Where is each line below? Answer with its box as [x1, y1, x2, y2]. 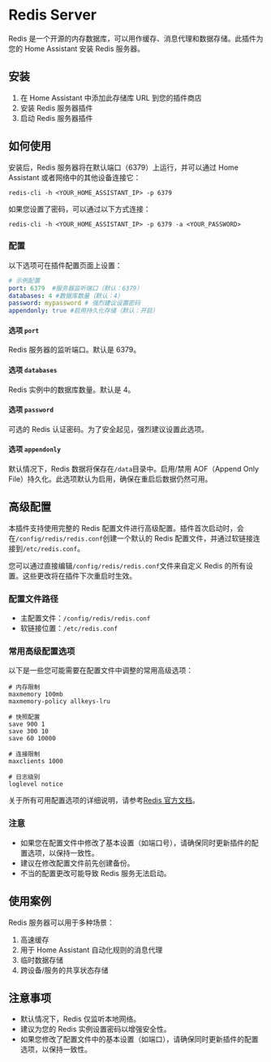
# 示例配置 [8, 276, 41, 285]
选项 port [8, 325, 39, 335]
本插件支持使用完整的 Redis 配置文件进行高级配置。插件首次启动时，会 [8, 523, 245, 533]
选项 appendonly [8, 444, 61, 454]
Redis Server [8, 6, 97, 24]
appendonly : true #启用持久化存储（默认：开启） [8, 307, 159, 315]
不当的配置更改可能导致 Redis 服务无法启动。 [19, 868, 171, 878]
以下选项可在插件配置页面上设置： [8, 260, 123, 270]
